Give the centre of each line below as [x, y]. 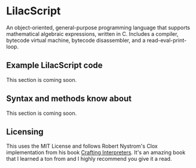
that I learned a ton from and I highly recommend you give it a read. [89, 159]
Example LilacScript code [54, 65]
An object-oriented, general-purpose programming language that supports [98, 28]
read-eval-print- [167, 40]
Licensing [25, 132]
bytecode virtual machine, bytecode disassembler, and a [76, 40]
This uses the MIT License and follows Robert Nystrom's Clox [82, 146]
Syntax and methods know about [69, 99]
